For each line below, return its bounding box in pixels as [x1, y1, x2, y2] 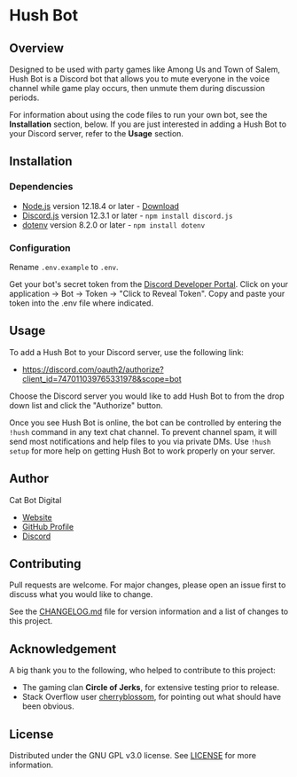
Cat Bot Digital [9, 494, 62, 505]
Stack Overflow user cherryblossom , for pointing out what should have [21, 692, 282, 703]
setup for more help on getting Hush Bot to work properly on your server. [9, 445, 276, 456]
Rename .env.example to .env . [9, 261, 119, 272]
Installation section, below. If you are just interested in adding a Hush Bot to [9, 119, 286, 129]
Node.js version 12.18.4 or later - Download [21, 200, 180, 211]
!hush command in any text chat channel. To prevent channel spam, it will [9, 426, 277, 437]
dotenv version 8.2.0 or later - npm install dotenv [21, 219, 206, 230]
